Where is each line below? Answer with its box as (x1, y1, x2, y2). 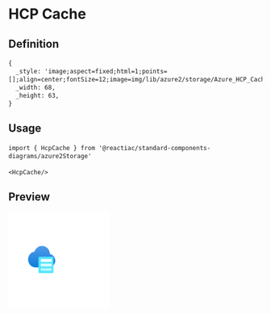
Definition (8, 37, 59, 51)
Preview (8, 190, 51, 204)
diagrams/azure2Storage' (8, 152, 92, 160)
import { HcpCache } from (8, 144, 95, 152)
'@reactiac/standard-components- (98, 144, 211, 152)
